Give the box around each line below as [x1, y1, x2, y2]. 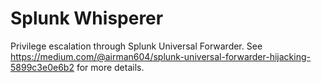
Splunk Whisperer [10, 7, 164, 30]
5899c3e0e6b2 [10, 61, 75, 73]
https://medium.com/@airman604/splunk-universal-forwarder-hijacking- [10, 50, 311, 62]
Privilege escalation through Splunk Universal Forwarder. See [10, 40, 263, 52]
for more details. [76, 61, 145, 73]
